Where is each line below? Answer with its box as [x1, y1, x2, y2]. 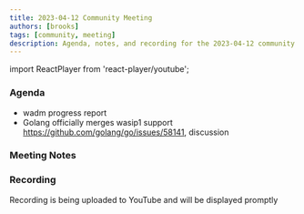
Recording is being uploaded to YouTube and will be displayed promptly [9, 194, 279, 205]
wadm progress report [22, 107, 107, 118]
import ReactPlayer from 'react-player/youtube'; [9, 64, 189, 75]
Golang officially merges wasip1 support [22, 117, 173, 127]
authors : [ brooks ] [9, 22, 79, 31]
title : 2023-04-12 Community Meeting [9, 13, 153, 23]
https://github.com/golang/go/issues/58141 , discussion [22, 127, 229, 138]
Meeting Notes [9, 149, 76, 162]
